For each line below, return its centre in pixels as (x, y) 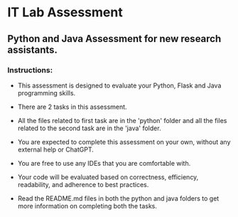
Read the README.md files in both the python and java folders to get (118, 198)
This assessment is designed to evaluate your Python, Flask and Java (119, 85)
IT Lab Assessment (65, 12)
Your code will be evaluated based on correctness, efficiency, (108, 177)
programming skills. (47, 92)
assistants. (33, 49)
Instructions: (30, 70)
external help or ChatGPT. (55, 149)
